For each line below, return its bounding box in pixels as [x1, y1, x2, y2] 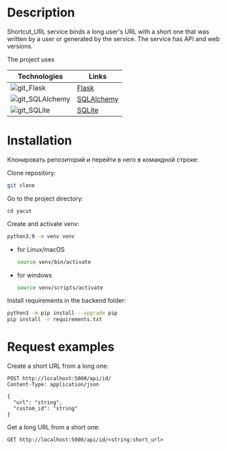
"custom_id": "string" [13, 405, 78, 412]
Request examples [7, 339, 115, 355]
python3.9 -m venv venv [7, 233, 75, 240]
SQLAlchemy [77, 94, 119, 103]
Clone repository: [7, 168, 56, 177]
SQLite [77, 105, 99, 114]
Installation [7, 133, 72, 149]
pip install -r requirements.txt [7, 316, 103, 323]
